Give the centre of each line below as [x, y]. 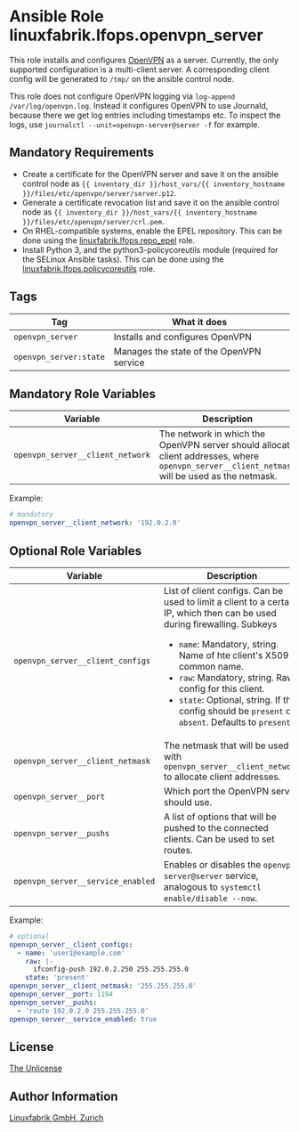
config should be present [231, 711]
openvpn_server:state [59, 357]
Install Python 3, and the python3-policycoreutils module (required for [150, 249]
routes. [178, 850]
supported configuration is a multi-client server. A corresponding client [139, 69]
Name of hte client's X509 [234, 655]
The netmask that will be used [226, 745]
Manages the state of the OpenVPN [187, 351]
